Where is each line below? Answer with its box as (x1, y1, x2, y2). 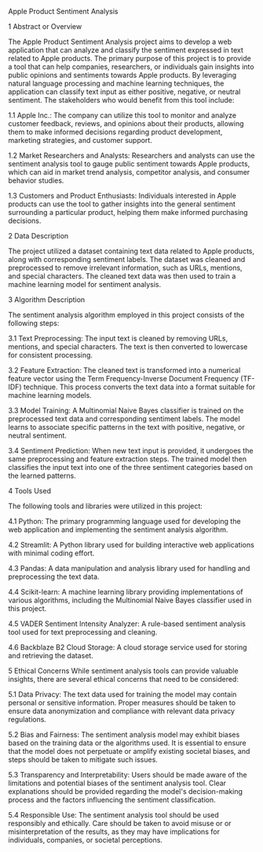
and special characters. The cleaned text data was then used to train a (8, 271, 236, 281)
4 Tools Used (8, 486, 51, 495)
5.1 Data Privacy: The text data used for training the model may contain (8, 690, 237, 699)
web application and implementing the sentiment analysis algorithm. (8, 525, 228, 534)
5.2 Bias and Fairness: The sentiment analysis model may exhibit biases (8, 730, 240, 739)
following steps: (8, 319, 60, 328)
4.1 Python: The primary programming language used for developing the (8, 517, 241, 526)
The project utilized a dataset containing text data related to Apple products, (8, 246, 255, 256)
